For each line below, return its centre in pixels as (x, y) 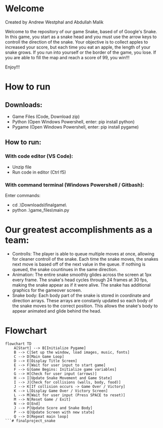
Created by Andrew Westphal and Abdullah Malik (54, 22)
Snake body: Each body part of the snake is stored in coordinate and (81, 295)
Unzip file (22, 167)
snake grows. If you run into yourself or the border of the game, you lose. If (81, 52)
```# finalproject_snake (30, 421)
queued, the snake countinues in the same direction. (65, 269)
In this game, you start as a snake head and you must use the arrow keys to (81, 37)
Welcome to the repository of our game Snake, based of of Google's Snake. (81, 31)
